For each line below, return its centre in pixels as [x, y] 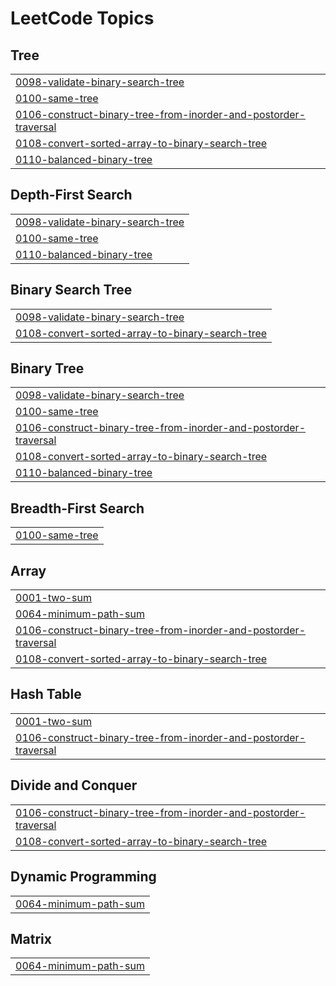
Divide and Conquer [74, 785]
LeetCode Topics [82, 18]
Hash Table [46, 694]
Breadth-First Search [77, 508]
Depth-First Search [71, 195]
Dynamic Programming [83, 877]
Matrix [31, 938]
